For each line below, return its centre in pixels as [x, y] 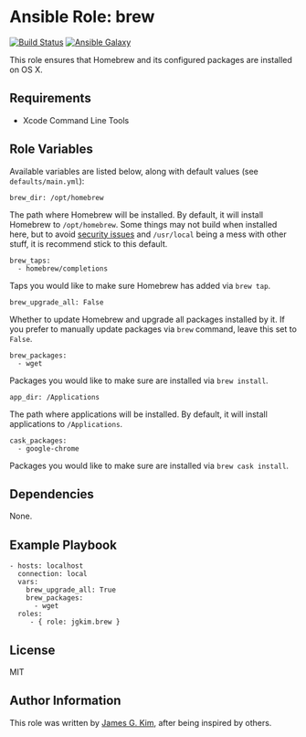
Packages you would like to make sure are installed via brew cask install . [149, 465]
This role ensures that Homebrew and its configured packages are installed [151, 59]
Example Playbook [63, 545]
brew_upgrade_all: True [71, 590]
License [32, 650]
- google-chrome [48, 449]
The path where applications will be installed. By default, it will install [138, 414]
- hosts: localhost [47, 566]
